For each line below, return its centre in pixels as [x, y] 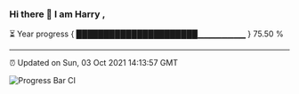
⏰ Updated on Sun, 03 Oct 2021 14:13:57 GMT [94, 63]
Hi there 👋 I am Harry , [57, 14]
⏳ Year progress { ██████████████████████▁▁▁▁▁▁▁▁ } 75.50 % [146, 34]
